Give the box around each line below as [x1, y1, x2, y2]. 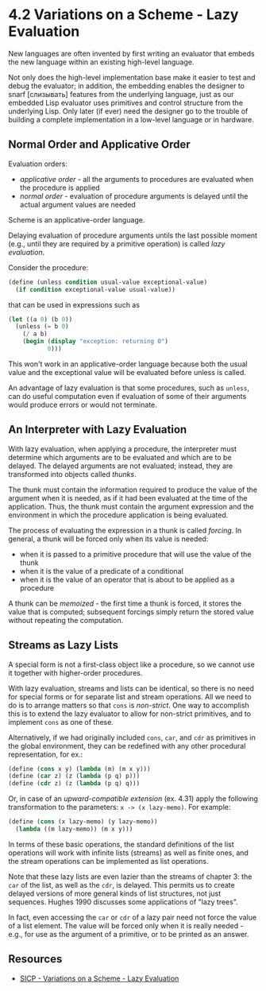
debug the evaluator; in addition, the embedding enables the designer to [8, 81, 245, 91]
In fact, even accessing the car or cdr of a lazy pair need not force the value [8, 912, 256, 922]
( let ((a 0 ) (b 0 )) [8, 315, 73, 323]
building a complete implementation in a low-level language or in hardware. [8, 114, 254, 124]
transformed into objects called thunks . [8, 469, 137, 478]
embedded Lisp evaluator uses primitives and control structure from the [8, 98, 244, 107]
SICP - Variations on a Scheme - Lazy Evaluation [19, 974, 179, 983]
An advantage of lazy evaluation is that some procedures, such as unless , [8, 383, 250, 393]
